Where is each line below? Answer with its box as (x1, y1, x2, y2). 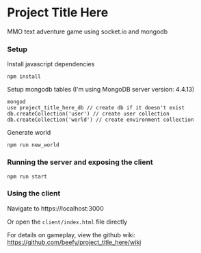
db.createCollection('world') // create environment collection (7, 116, 194, 124)
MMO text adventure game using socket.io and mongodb (7, 27, 168, 36)
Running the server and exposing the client (7, 157, 153, 167)
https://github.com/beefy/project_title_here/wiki (7, 238, 142, 246)
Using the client (7, 189, 61, 198)
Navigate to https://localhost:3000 (7, 204, 104, 213)
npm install (7, 73, 41, 80)
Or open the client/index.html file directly (7, 217, 128, 226)
